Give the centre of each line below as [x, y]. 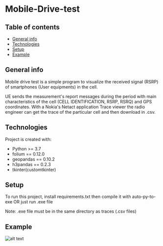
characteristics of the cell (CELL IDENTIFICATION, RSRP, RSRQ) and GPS [79, 101]
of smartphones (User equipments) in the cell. [51, 87]
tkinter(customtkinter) [34, 170]
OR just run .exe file [33, 202]
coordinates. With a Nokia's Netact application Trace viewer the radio [75, 107]
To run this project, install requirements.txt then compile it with [68, 197]
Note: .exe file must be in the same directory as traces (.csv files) [71, 211]
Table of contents [32, 27]
